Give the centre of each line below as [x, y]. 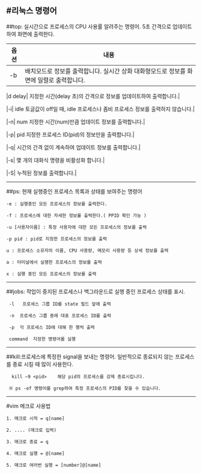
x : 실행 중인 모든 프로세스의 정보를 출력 [51, 274]
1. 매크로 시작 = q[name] [35, 418]
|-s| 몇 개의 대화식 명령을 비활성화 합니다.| [56, 160]
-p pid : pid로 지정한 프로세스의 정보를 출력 [57, 239]
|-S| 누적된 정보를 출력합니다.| [41, 173]
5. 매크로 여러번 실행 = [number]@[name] [54, 465]
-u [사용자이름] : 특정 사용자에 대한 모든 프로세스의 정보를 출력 [77, 227]
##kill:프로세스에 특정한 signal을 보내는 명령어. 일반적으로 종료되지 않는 [90, 357]
